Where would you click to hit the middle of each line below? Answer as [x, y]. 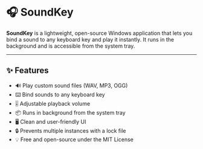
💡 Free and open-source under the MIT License [74, 139]
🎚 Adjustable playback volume [53, 103]
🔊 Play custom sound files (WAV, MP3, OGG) [71, 85]
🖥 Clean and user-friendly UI [50, 121]
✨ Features [27, 71]
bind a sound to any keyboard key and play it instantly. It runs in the [90, 39]
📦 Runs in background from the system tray [70, 112]
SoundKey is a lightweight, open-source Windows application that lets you [99, 33]
